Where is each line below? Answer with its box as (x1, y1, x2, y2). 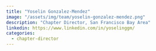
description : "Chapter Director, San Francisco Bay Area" (6, 19, 151, 25)
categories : (6, 30, 35, 36)
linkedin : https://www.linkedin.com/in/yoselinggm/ (6, 25, 135, 31)
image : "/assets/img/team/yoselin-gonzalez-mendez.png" (6, 14, 145, 20)
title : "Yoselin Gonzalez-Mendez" (6, 8, 91, 15)
